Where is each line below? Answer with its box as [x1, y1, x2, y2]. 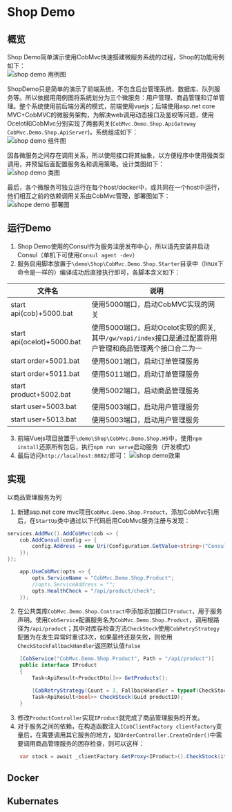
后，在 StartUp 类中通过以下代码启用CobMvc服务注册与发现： [17, 516, 191, 524]
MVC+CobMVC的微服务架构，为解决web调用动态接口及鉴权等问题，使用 [7, 111, 214, 119]
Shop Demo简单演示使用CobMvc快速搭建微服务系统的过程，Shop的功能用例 [7, 53, 224, 61]
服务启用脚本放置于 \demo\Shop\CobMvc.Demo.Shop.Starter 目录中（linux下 [17, 259, 224, 268]
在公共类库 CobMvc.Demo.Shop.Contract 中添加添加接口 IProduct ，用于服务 [17, 607, 223, 615]
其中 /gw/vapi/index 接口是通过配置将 [91, 333, 211, 342]
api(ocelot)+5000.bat [10, 337, 81, 346]
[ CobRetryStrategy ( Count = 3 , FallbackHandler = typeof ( [32, 687, 199, 694]
